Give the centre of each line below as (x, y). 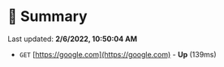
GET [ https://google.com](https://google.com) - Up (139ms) (118, 54)
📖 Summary (47, 17)
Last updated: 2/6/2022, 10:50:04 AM (73, 39)
